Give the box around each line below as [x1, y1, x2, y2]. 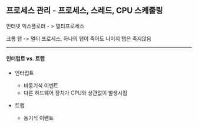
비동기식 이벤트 [23, 82, 59, 89]
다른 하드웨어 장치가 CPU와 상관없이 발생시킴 [23, 89, 128, 96]
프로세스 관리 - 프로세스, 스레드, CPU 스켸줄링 [6, 5, 163, 16]
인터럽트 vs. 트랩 [6, 55, 45, 62]
